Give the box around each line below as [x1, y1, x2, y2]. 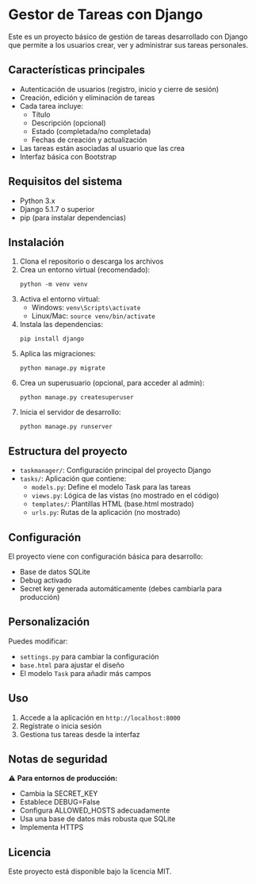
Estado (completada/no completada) [31, 126, 151, 136]
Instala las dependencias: [19, 320, 103, 329]
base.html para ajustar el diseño [19, 660, 125, 670]
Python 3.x [19, 196, 55, 206]
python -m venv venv [19, 280, 88, 289]
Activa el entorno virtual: [19, 294, 101, 304]
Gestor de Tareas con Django [8, 6, 204, 24]
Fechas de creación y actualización [31, 135, 147, 144]
